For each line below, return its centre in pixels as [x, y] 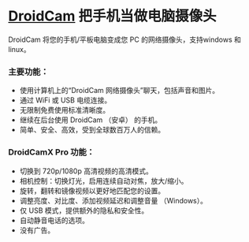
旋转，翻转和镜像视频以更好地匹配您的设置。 [92, 191]
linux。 [19, 49]
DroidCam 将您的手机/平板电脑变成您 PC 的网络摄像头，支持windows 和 [125, 39]
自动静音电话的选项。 [54, 220]
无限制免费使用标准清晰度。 [65, 110]
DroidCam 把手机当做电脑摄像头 [112, 16]
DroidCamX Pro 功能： [52, 152]
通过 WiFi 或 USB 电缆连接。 [65, 100]
